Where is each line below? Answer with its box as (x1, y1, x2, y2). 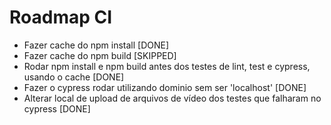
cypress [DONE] (23, 102, 91, 115)
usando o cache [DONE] (23, 71, 125, 83)
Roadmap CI (9, 6, 113, 29)
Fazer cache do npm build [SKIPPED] (23, 49, 177, 61)
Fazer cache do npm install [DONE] (23, 39, 170, 51)
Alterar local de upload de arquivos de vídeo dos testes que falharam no (23, 92, 322, 104)
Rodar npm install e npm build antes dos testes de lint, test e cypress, (23, 60, 311, 72)
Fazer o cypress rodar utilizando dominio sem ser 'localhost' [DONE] (23, 81, 307, 93)
